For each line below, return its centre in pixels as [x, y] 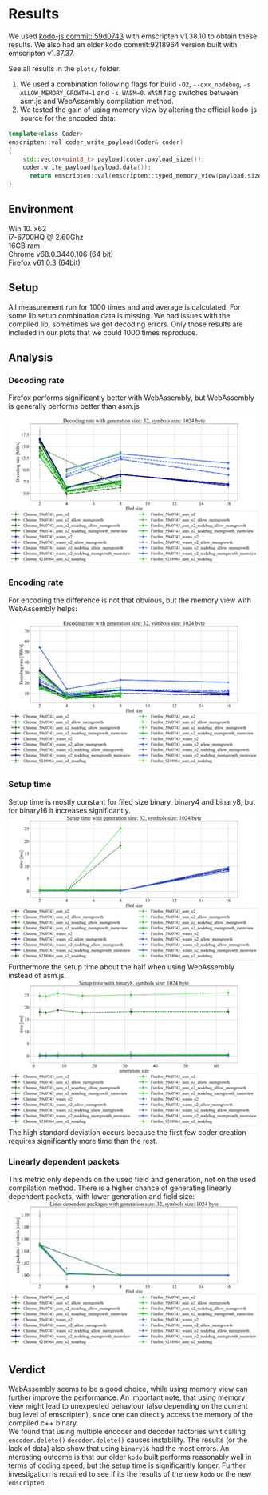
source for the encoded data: [68, 118]
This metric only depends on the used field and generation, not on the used [132, 1179]
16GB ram [24, 246]
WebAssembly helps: [43, 608]
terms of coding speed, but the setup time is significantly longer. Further [127, 1465]
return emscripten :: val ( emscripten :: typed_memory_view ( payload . [138, 176]
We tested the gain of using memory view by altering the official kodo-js [138, 110]
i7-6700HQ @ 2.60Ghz [46, 237]
